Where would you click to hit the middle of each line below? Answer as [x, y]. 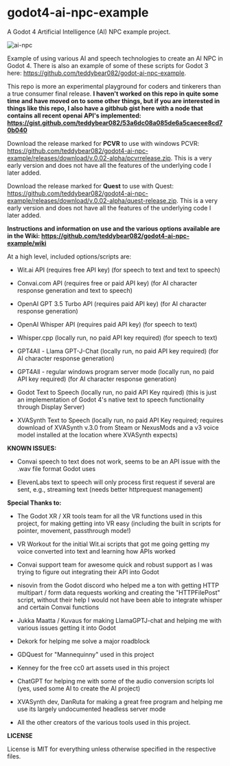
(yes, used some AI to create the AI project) [79, 688]
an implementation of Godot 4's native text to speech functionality [111, 400]
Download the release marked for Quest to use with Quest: [90, 186]
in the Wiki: [24, 236]
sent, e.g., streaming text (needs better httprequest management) [110, 489]
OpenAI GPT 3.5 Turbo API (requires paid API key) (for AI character [112, 303]
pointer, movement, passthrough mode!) [74, 530]
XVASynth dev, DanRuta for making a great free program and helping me [120, 701]
